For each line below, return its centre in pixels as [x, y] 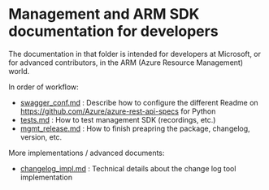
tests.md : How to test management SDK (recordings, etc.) [118, 119]
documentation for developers [113, 31]
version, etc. [41, 137]
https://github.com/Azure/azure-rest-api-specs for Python [118, 111]
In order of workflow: [43, 87]
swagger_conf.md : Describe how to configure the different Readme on [139, 102]
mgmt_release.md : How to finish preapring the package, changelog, [135, 128]
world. [19, 71]
